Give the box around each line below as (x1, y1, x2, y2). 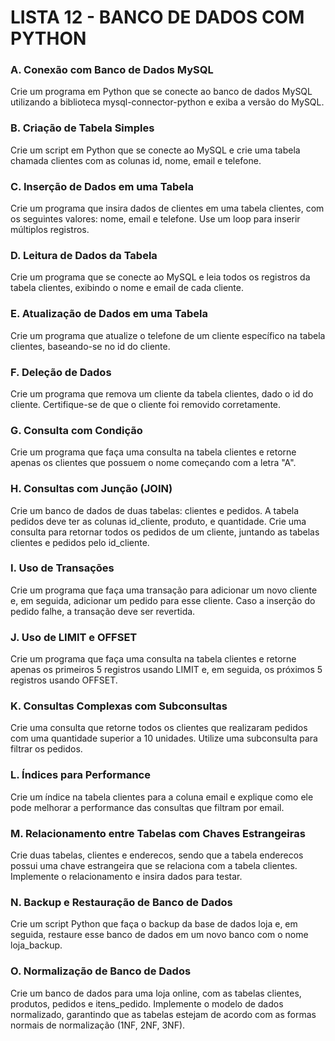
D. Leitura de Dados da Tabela (10, 249, 158, 262)
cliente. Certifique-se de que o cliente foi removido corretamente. (10, 398, 282, 410)
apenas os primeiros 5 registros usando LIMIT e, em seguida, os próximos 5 (10, 664, 323, 676)
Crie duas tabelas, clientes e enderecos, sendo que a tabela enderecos (10, 849, 304, 861)
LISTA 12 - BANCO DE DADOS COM (10, 6, 305, 29)
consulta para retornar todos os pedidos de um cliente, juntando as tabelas (10, 526, 320, 538)
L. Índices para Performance (10, 768, 151, 782)
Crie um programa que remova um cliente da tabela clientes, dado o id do (10, 387, 314, 400)
